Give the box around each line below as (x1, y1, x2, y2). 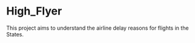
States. (6, 30, 24, 38)
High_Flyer (6, 4, 62, 18)
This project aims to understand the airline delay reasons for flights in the (6, 24, 189, 31)
